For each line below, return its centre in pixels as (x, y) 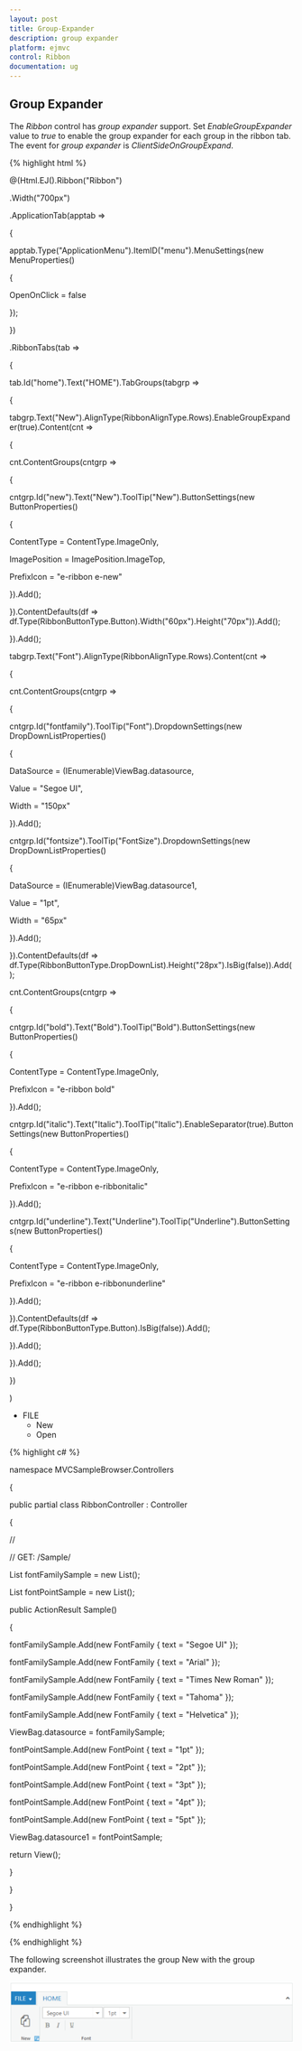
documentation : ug (44, 67)
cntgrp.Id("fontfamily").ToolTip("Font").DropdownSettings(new (126, 726)
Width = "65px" (38, 920)
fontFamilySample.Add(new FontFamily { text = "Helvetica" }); (124, 1714)
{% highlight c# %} (45, 1452)
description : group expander (64, 38)
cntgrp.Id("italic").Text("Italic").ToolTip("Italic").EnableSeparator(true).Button (151, 1123)
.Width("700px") (40, 198)
